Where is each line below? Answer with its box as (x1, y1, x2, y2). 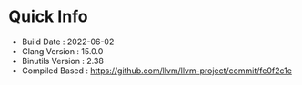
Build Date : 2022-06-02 (21, 36, 115, 47)
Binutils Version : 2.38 (21, 55, 104, 66)
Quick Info (8, 6, 88, 27)
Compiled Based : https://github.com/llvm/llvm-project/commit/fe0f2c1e (21, 65, 293, 76)
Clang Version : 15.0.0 (21, 45, 104, 56)
